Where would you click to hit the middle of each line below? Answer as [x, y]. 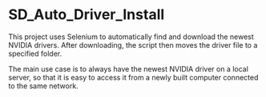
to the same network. [43, 86]
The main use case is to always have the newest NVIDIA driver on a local [128, 68]
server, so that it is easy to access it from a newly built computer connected [133, 77]
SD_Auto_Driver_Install [87, 15]
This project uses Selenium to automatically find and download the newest [131, 37]
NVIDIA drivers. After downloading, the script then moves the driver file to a [133, 45]
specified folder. [35, 53]
